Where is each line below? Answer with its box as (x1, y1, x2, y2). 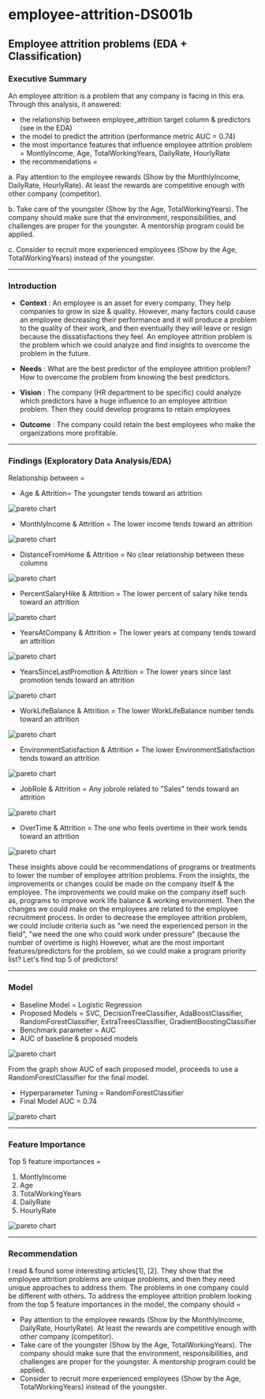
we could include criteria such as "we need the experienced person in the (8, 921, 248, 931)
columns (19, 558, 48, 568)
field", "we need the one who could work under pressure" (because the (8, 929, 241, 939)
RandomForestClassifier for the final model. (8, 1072, 150, 1082)
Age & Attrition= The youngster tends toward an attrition (19, 489, 203, 498)
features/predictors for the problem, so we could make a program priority (8, 947, 247, 956)
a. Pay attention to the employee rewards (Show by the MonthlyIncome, (8, 172, 241, 181)
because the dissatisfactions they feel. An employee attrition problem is (19, 332, 252, 342)
